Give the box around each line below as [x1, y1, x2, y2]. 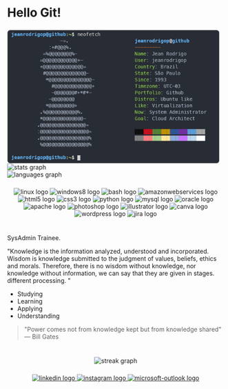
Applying [17, 305, 43, 313]
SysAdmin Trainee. [7, 234, 61, 242]
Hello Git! [7, 5, 61, 21]
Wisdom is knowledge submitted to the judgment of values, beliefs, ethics [7, 255, 217, 263]
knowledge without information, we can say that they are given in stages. [7, 269, 215, 277]
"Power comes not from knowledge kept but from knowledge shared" [23, 326, 222, 334]
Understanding [17, 312, 60, 320]
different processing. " [7, 277, 71, 285]
